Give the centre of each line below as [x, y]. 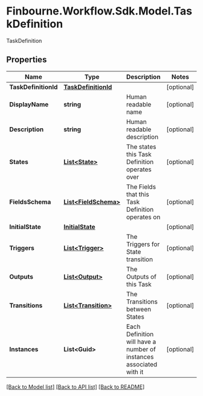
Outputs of [141, 276]
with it [135, 372]
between [139, 309]
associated [142, 364]
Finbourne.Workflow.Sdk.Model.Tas [99, 11]
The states [141, 146]
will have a [141, 342]
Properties [27, 60]
